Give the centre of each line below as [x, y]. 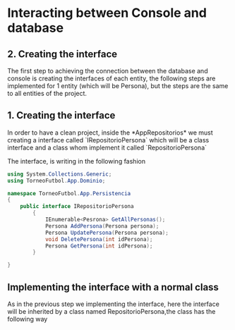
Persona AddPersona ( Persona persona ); [102, 226]
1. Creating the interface [61, 115]
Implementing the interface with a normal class [113, 287]
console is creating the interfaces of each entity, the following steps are [112, 78]
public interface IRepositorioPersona [77, 207]
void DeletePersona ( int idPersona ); [99, 239]
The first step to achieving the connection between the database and [108, 71]
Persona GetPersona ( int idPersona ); [99, 246]
